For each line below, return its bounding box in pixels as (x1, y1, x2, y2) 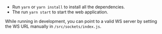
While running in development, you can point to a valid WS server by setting (5, 19, 157, 24)
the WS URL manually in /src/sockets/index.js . (5, 23, 102, 29)
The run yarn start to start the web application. (12, 9, 108, 15)
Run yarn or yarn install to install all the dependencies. (12, 4, 125, 10)
